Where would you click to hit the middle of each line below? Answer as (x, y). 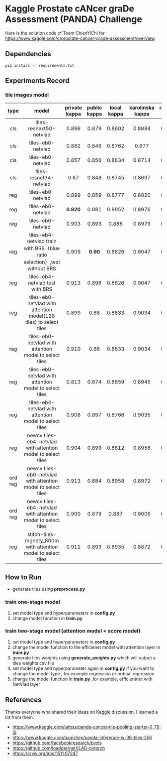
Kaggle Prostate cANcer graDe (70, 9)
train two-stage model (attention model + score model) (73, 631)
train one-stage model (33, 602)
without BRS (42, 268)
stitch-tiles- (42, 534)
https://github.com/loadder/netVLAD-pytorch (59, 748)
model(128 (42, 316)
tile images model (27, 95)
